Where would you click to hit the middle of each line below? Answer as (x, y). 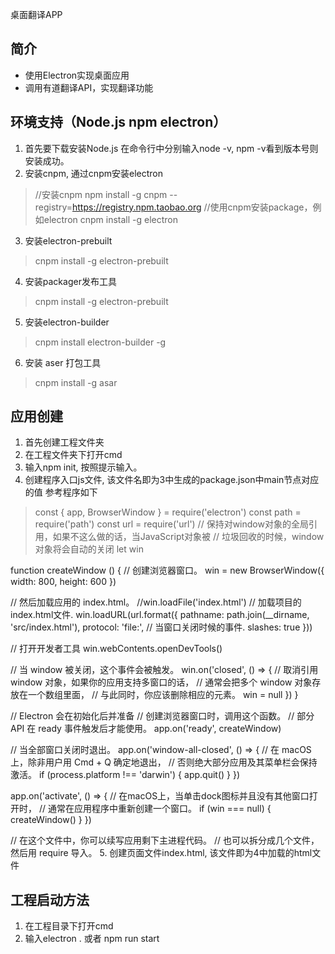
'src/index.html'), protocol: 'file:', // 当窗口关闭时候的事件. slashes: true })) (161, 627)
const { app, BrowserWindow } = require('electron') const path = (168, 512)
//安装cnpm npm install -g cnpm (101, 194)
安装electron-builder (67, 322)
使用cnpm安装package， (261, 207)
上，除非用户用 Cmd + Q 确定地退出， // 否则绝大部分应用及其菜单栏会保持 (164, 762)
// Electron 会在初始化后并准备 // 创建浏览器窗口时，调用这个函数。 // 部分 (162, 716)
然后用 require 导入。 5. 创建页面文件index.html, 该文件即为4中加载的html (161, 853)
